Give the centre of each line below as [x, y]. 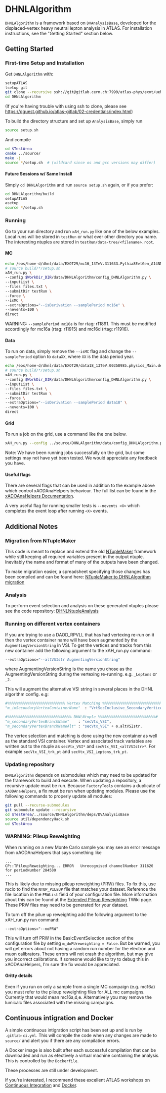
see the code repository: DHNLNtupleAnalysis [52, 611]
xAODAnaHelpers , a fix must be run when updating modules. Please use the [80, 791]
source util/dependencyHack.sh [37, 819]
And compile [18, 140]
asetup [12, 203]
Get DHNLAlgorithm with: [29, 74]
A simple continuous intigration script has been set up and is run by [74, 1030]
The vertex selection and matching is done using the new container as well [81, 736]
